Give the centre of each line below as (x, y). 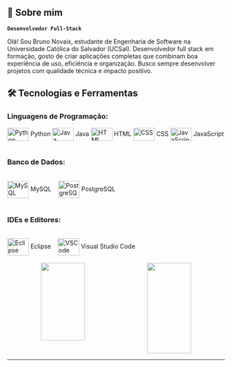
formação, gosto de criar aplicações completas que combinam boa (103, 56)
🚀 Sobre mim (35, 13)
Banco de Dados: (36, 162)
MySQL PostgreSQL (73, 189)
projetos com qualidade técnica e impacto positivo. (80, 70)
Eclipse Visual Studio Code (83, 246)
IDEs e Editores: (34, 219)
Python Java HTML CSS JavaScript (127, 133)
